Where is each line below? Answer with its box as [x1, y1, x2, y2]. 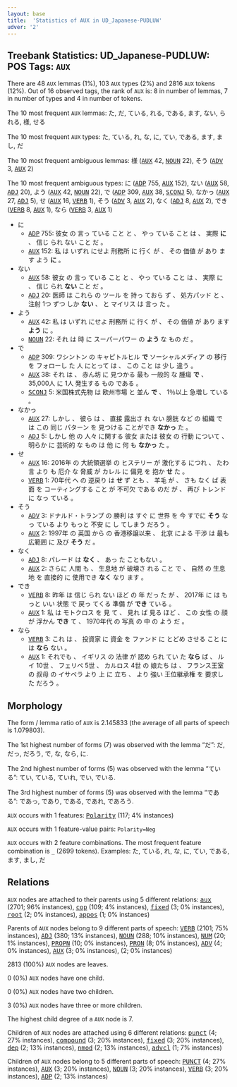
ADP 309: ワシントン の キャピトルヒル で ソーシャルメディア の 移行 [28, 353, 227, 361]
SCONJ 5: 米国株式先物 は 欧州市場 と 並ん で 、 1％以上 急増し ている [28, 388, 229, 396]
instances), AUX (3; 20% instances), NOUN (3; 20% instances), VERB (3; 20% [7, 1064, 229, 1073]
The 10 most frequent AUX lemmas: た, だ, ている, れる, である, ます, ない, [7, 109, 219, 117]
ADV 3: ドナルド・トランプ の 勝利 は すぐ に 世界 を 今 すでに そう [28, 511, 221, 520]
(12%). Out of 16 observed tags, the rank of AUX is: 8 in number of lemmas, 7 [7, 87, 228, 95]
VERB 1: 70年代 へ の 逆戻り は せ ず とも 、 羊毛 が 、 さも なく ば [28, 476, 219, 485]
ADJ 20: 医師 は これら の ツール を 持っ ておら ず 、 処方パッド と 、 [28, 291, 228, 300]
